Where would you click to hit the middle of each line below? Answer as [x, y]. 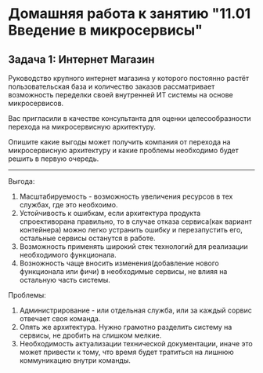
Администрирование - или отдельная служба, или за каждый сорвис [135, 310]
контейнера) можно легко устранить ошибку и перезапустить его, [131, 230]
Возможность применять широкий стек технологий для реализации [133, 247]
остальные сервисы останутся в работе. [87, 238]
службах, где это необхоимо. [68, 205]
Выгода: [22, 181]
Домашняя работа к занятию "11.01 [130, 14]
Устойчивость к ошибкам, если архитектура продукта [110, 213]
